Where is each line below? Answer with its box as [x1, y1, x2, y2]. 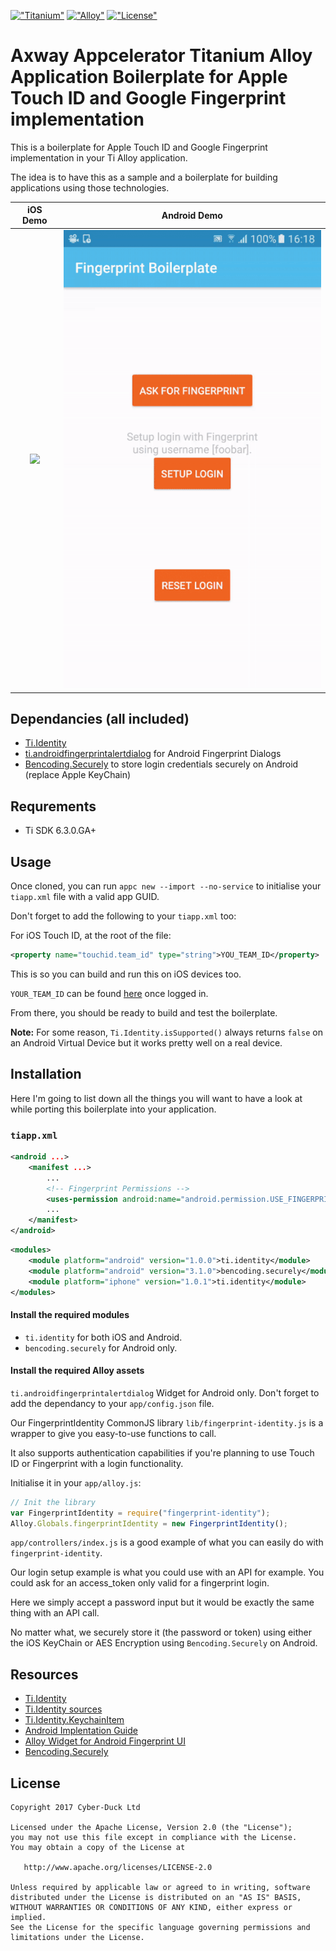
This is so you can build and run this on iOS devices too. [10, 968, 242, 980]
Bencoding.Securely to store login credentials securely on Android [24, 758, 299, 770]
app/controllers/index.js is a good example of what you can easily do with [10, 1536, 324, 1549]
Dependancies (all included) [10, 710, 190, 727]
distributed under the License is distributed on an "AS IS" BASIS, [10, 1893, 302, 1903]
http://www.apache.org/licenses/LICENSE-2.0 [23, 1863, 213, 1873]
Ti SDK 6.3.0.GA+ [24, 825, 97, 837]
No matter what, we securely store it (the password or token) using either [10, 1626, 312, 1639]
